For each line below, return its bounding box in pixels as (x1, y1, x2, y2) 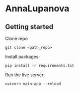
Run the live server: (5, 72, 45, 78)
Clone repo (5, 35, 28, 41)
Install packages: (5, 54, 40, 60)
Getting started (5, 23, 54, 31)
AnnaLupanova (5, 3, 70, 14)
